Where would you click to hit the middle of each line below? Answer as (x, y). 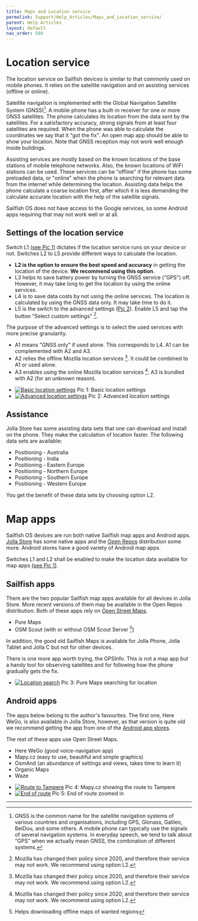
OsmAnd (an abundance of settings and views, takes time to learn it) (98, 763)
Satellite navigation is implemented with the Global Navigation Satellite (91, 103)
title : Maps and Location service (49, 11)
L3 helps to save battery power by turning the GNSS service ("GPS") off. (103, 277)
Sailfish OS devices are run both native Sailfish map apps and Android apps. (98, 535)
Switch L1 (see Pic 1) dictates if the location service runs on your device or (96, 247)
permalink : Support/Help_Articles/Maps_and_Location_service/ (84, 17)
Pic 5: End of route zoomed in (88, 793)
